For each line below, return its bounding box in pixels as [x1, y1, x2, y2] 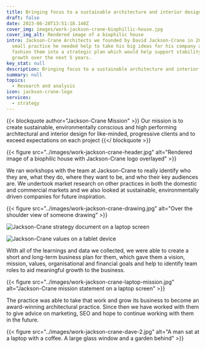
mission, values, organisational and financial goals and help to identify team [6, 260, 197, 267]
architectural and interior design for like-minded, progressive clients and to [6, 130, 196, 137]
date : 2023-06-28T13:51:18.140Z [6, 20, 89, 26]
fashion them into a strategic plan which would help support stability [12, 49, 202, 55]
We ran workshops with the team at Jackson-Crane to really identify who [6, 167, 191, 174]
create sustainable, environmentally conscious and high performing [6, 123, 177, 130]
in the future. [6, 316, 39, 323]
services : [6, 94, 32, 100]
